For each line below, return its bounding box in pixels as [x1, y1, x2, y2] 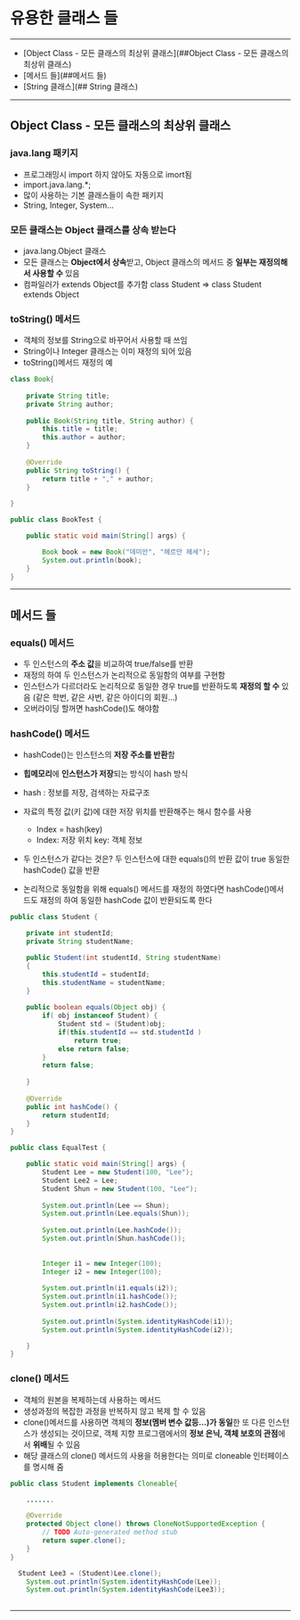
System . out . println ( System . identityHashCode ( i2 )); [42, 1325, 234, 1334]
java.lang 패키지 [10, 147, 78, 160]
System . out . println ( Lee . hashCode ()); [42, 1226, 182, 1235]
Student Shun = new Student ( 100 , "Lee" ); [42, 1184, 199, 1193]
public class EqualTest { [10, 1143, 106, 1153]
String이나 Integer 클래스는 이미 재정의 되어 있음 [22, 346, 192, 357]
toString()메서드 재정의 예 [22, 358, 114, 368]
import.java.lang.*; [22, 179, 92, 190]
